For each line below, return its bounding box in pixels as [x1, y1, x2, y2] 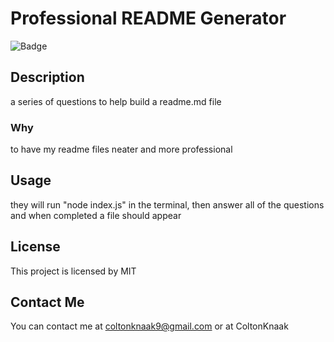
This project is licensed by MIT [10, 265, 137, 277]
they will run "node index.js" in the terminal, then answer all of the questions [10, 198, 325, 211]
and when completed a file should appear [10, 209, 182, 221]
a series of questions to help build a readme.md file [10, 95, 222, 107]
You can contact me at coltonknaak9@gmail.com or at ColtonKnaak [10, 320, 289, 332]
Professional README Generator [10, 7, 287, 30]
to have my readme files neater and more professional [10, 143, 233, 156]
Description [10, 69, 85, 86]
